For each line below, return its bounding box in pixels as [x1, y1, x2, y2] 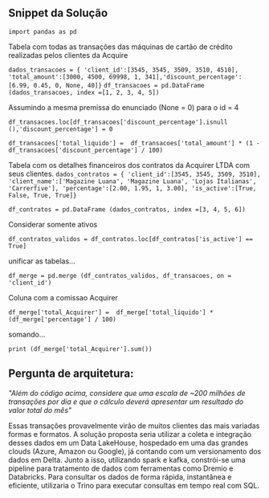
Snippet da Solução [8, 6, 108, 20]
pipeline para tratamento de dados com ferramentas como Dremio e [8, 463, 234, 473]
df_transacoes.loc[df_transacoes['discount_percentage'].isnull [8, 118, 228, 126]
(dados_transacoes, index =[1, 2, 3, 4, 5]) [8, 88, 160, 96]
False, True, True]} [8, 191, 78, 199]
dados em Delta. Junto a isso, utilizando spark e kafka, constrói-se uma [8, 455, 247, 464]
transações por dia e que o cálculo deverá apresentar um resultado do [8, 397, 244, 406]
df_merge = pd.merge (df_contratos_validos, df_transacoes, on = [8, 271, 231, 280]
